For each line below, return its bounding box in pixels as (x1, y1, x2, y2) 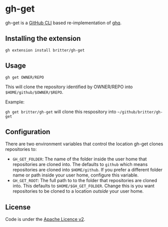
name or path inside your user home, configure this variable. (12, 172, 139, 178)
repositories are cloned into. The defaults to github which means (12, 161, 148, 167)
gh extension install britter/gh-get (5, 47, 85, 53)
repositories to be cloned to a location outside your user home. (12, 188, 144, 194)
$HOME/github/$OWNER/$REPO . (5, 89, 64, 95)
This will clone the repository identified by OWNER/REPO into (5, 84, 133, 90)
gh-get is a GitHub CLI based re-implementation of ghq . (5, 20, 122, 26)
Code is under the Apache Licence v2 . (5, 216, 86, 222)
